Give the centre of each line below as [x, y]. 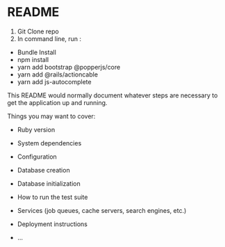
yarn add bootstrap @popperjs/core [69, 67]
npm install [33, 59]
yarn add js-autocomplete [54, 81]
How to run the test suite [52, 197]
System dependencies [49, 143]
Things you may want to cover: [51, 116]
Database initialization [49, 183]
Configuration [37, 157]
